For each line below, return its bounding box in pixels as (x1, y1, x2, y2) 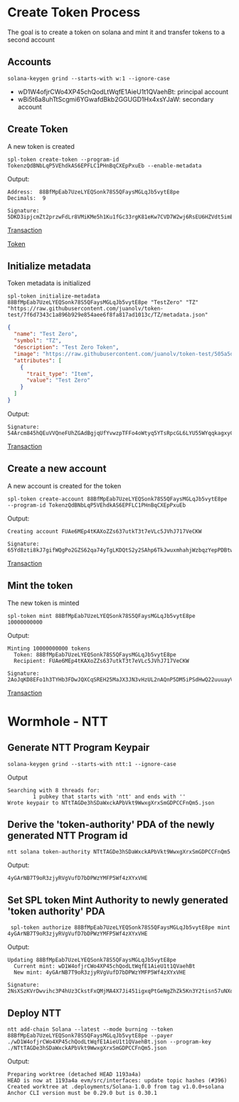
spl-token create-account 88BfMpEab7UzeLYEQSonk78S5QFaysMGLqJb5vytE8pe (7, 495, 228, 503)
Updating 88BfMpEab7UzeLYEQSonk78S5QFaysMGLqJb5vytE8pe (7, 957, 176, 964)
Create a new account (7, 463, 107, 475)
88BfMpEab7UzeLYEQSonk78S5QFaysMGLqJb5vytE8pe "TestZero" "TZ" (7, 299, 199, 306)
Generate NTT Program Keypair (7, 742, 150, 754)
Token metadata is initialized (7, 279, 91, 288)
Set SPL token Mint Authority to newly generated (7, 894, 229, 906)
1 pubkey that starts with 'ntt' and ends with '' (33, 793, 186, 800)
